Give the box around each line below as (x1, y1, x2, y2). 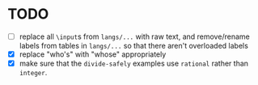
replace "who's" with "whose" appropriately (19, 49, 167, 59)
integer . (19, 68, 48, 78)
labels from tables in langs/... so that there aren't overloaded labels (19, 41, 248, 50)
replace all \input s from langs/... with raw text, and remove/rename (19, 32, 250, 41)
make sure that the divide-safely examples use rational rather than (19, 58, 248, 69)
